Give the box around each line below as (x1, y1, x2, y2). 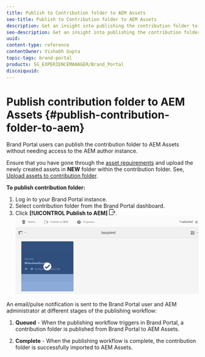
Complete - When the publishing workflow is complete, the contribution (15, 337, 196, 344)
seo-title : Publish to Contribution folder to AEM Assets (6, 16, 157, 23)
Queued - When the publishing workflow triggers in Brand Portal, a (15, 319, 184, 326)
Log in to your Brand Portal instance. (15, 196, 108, 203)
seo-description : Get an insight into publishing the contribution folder (6, 29, 201, 35)
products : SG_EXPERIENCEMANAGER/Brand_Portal (6, 61, 124, 67)
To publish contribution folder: (6, 184, 85, 192)
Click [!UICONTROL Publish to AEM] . (15, 209, 118, 217)
